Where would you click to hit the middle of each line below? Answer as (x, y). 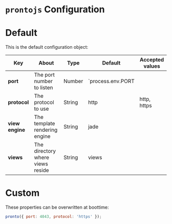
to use (41, 109)
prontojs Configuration (55, 9)
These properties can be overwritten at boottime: (57, 207)
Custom (23, 193)
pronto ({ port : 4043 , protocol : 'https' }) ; (53, 217)
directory (45, 151)
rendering (46, 130)
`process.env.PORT (111, 82)
